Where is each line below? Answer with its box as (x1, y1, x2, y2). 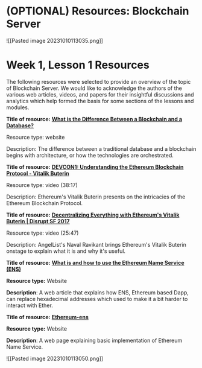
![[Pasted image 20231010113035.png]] (6, 37, 104, 44)
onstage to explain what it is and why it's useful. (6, 247, 125, 255)
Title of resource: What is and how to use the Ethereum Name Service (6, 259, 185, 266)
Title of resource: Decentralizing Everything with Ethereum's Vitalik (6, 211, 180, 218)
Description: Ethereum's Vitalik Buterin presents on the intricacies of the (6, 193, 186, 200)
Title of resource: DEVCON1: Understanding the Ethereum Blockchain (6, 163, 184, 170)
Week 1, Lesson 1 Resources (6, 59, 150, 72)
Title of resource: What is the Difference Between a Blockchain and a (6, 115, 183, 122)
